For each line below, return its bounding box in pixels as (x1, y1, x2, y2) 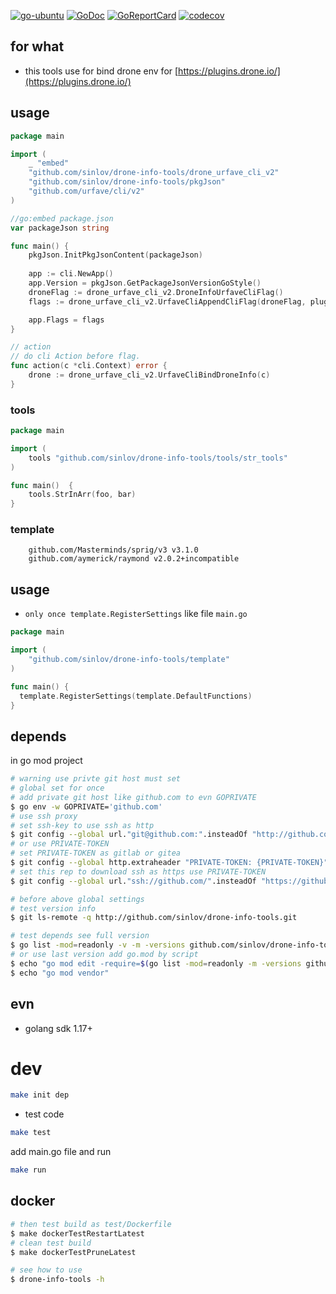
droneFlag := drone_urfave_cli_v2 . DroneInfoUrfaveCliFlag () (28, 287, 284, 297)
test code (24, 1108, 65, 1120)
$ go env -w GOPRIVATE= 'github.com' (10, 801, 163, 812)
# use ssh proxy (10, 811, 78, 821)
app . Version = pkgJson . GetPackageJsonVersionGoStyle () (28, 278, 262, 288)
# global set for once (10, 783, 105, 794)
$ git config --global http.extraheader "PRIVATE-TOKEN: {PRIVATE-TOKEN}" (10, 858, 329, 868)
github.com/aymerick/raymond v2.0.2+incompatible (28, 554, 240, 564)
